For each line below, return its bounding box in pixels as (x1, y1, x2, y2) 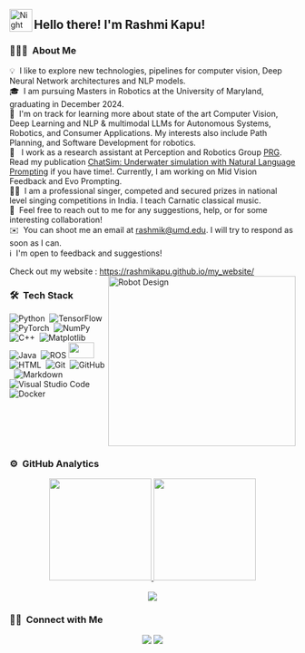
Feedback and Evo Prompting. (9, 175, 123, 186)
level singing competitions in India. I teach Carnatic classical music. (9, 195, 261, 206)
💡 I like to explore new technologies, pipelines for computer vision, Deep (9, 64, 283, 76)
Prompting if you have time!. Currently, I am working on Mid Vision (9, 166, 257, 177)
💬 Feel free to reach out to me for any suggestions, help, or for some (9, 204, 268, 215)
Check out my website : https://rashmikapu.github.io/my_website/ (9, 266, 255, 277)
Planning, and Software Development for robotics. (9, 137, 197, 148)
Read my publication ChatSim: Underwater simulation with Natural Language (9, 156, 296, 167)
